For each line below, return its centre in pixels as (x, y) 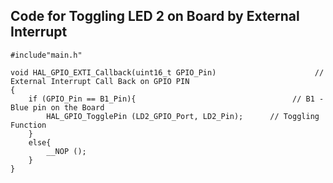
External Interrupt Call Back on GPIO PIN (100, 81)
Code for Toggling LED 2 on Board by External (155, 16)
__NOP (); (66, 151)
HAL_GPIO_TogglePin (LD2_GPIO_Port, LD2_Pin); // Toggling (183, 116)
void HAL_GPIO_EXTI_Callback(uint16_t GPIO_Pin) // (167, 72)
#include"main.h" (46, 55)
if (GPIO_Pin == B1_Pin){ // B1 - (176, 99)
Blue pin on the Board (57, 107)
